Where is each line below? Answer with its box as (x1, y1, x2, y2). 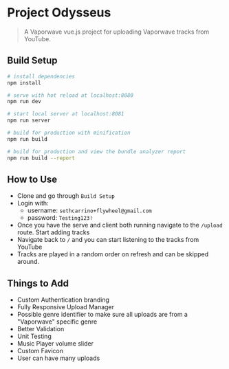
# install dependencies (7, 73, 76, 80)
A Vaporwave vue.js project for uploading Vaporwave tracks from (23, 27, 210, 36)
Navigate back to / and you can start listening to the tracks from (17, 236, 199, 244)
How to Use (7, 173, 58, 185)
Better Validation (17, 325, 65, 333)
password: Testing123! (27, 214, 93, 222)
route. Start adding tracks (17, 228, 90, 236)
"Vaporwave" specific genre (17, 317, 98, 326)
